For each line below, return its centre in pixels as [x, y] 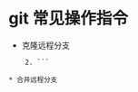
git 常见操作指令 [69, 18]
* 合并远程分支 [33, 79]
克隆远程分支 [45, 45]
